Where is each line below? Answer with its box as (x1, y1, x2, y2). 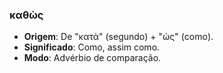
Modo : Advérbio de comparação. (23, 52, 162, 64)
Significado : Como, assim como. (23, 41, 161, 53)
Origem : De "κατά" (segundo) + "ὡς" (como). (23, 31, 214, 43)
